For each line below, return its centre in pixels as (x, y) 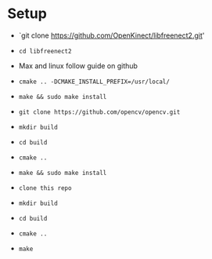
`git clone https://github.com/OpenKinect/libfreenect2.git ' (111, 35)
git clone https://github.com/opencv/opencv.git (99, 112)
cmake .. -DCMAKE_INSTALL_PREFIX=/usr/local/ (94, 82)
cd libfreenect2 (45, 51)
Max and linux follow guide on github (78, 66)
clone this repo (45, 188)
